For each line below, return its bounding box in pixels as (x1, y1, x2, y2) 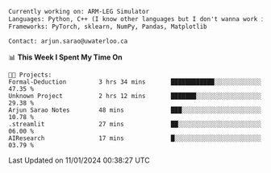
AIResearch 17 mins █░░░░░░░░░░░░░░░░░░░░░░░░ (8, 134, 262, 142)
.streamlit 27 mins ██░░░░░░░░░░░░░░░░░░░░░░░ (8, 120, 262, 128)
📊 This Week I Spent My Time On (8, 52, 123, 62)
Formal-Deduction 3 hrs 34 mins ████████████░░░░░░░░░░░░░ (8, 77, 262, 86)
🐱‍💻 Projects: (8, 71, 52, 79)
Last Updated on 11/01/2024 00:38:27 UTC (8, 155, 151, 165)
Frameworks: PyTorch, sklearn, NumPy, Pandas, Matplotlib (8, 23, 207, 31)
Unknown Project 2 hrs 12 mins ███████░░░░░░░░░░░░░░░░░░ (8, 92, 262, 100)
